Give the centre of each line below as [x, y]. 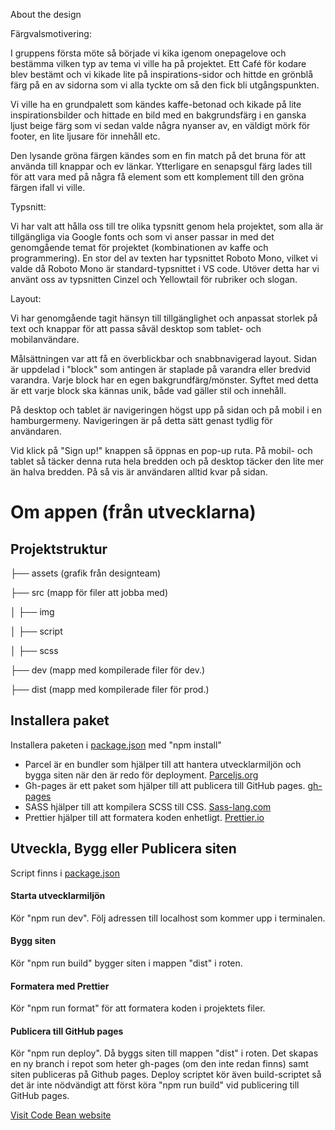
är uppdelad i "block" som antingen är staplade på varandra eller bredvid [160, 369]
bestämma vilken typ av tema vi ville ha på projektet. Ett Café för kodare [158, 63]
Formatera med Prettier [60, 986]
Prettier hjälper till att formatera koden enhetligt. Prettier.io [144, 817]
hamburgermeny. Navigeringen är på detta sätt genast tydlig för [141, 420]
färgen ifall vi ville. [48, 187]
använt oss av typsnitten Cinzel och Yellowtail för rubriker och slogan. [154, 279]
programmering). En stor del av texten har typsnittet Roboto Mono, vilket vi [164, 258]
